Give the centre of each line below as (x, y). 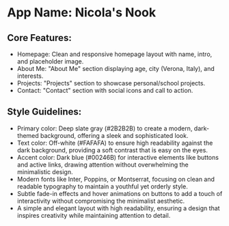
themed (28, 135)
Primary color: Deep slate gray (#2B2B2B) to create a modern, (105, 128)
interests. (30, 76)
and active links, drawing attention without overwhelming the (103, 165)
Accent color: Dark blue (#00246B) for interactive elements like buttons (118, 157)
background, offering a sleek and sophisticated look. (114, 135)
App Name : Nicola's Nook (81, 13)
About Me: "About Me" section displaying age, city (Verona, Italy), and (116, 69)
